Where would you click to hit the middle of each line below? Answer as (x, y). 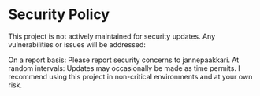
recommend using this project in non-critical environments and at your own (130, 76)
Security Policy (59, 15)
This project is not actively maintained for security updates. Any (111, 36)
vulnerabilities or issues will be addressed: (77, 44)
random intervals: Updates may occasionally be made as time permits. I (124, 68)
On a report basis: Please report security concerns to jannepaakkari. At (124, 60)
